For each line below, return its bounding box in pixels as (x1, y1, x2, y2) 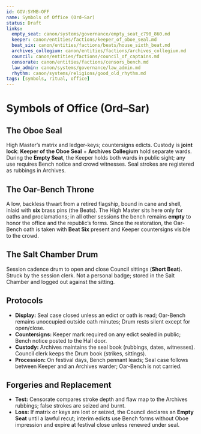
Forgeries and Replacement (6, 379, 112, 390)
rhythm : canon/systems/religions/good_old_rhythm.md (11, 70, 146, 76)
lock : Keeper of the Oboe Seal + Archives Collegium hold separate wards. (6, 148, 192, 155)
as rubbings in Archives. (6, 167, 66, 174)
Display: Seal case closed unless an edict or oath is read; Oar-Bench (14, 312, 186, 319)
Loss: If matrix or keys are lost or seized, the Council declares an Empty (14, 409, 194, 416)
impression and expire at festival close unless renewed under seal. (14, 421, 180, 429)
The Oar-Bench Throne (6, 184, 95, 194)
